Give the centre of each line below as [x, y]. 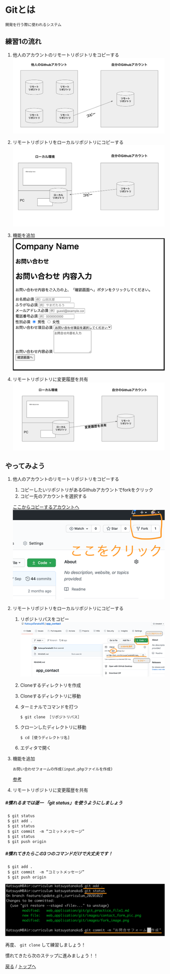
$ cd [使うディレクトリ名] [45, 738]
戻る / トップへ [21, 966]
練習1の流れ [24, 41]
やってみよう [25, 466]
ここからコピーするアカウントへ [46, 507]
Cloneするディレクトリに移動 [51, 696]
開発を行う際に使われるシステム [33, 25]
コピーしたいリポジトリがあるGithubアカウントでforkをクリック [87, 490]
